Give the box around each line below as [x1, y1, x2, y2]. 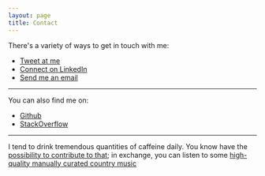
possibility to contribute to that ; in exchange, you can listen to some [8, 150, 229, 159]
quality [8, 159, 31, 168]
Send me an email [19, 73, 79, 82]
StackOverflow [19, 119, 69, 129]
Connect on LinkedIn [19, 64, 88, 73]
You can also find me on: [8, 95, 89, 105]
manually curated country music [32, 159, 137, 168]
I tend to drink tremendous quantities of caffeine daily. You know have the [8, 141, 248, 151]
